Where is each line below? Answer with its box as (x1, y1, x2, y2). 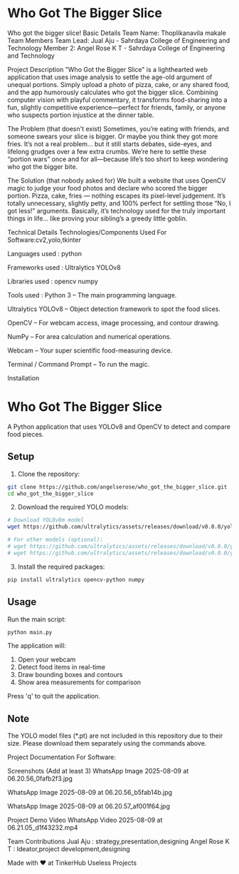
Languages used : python (7, 249, 83, 258)
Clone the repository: (17, 469, 80, 478)
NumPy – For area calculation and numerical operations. (7, 332, 172, 340)
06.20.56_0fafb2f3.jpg (7, 774, 73, 783)
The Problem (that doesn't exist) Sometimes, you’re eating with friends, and (7, 124, 229, 133)
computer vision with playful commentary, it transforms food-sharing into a (7, 95, 228, 104)
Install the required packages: (17, 562, 105, 571)
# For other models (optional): (7, 537, 103, 544)
